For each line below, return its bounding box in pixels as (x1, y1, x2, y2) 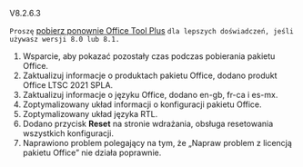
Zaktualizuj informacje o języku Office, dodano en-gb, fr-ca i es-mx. (22, 90, 278, 100)
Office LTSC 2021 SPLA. (22, 80, 114, 90)
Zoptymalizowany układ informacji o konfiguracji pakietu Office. (22, 99, 262, 110)
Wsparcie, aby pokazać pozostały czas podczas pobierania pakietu (22, 51, 276, 62)
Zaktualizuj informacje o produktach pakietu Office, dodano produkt (22, 70, 278, 81)
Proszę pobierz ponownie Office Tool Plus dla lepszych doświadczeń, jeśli (9, 25, 294, 35)
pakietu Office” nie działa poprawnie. (22, 147, 162, 158)
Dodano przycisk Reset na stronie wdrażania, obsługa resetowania (22, 118, 274, 129)
